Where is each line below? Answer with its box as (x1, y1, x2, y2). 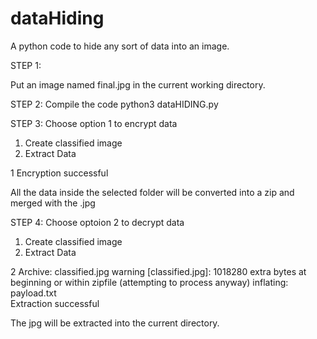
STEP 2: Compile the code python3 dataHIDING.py (10, 98, 219, 110)
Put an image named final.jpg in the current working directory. (10, 78, 266, 91)
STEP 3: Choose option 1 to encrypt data (10, 117, 178, 129)
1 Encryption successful (10, 167, 109, 179)
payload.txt (10, 287, 57, 299)
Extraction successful (10, 297, 100, 309)
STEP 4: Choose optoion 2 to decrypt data (10, 216, 185, 228)
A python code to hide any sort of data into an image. (10, 40, 230, 52)
